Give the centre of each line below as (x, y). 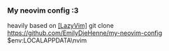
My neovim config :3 (43, 10)
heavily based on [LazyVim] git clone (60, 26)
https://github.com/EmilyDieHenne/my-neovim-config (85, 33)
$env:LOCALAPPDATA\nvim (47, 41)
